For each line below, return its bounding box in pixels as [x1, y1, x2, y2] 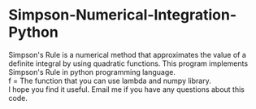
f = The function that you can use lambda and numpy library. [8, 76, 211, 85]
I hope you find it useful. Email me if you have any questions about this [8, 84, 245, 94]
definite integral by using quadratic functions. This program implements [8, 59, 249, 68]
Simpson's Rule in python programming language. [8, 67, 176, 76]
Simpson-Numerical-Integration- [8, 6, 237, 24]
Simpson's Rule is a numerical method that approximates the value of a [8, 50, 246, 59]
